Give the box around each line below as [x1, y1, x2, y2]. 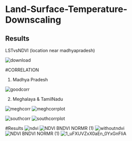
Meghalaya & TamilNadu [12, 96, 63, 102]
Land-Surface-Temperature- [5, 4, 127, 15]
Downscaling [5, 14, 61, 26]
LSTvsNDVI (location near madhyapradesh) [5, 48, 95, 53]
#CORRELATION [5, 67, 39, 73]
